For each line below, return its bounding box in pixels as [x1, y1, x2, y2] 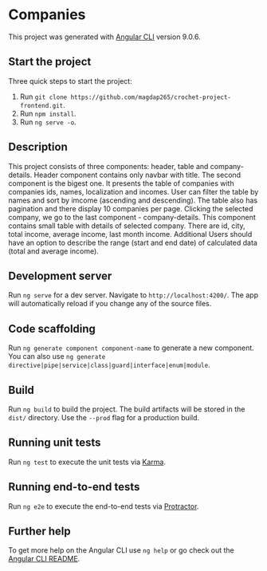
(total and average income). [8, 246, 100, 256]
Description [8, 140, 68, 154]
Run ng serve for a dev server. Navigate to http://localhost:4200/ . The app [8, 290, 259, 300]
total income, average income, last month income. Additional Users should [8, 229, 253, 238]
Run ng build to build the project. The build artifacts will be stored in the [8, 404, 245, 414]
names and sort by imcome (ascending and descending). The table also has [8, 195, 257, 205]
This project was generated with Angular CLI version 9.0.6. [8, 32, 201, 41]
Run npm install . [19, 108, 77, 118]
